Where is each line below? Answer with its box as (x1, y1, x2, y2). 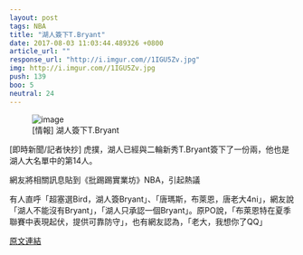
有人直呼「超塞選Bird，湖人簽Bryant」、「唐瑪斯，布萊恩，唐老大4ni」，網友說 (9, 194, 295, 204)
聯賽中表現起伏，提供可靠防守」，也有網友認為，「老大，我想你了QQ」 (9, 216, 268, 227)
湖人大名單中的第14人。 (9, 155, 98, 165)
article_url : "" (9, 47, 71, 56)
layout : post (9, 13, 59, 23)
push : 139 (9, 72, 47, 81)
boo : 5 (9, 80, 34, 90)
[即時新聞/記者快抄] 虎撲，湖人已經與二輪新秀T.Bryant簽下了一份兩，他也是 (9, 144, 289, 155)
